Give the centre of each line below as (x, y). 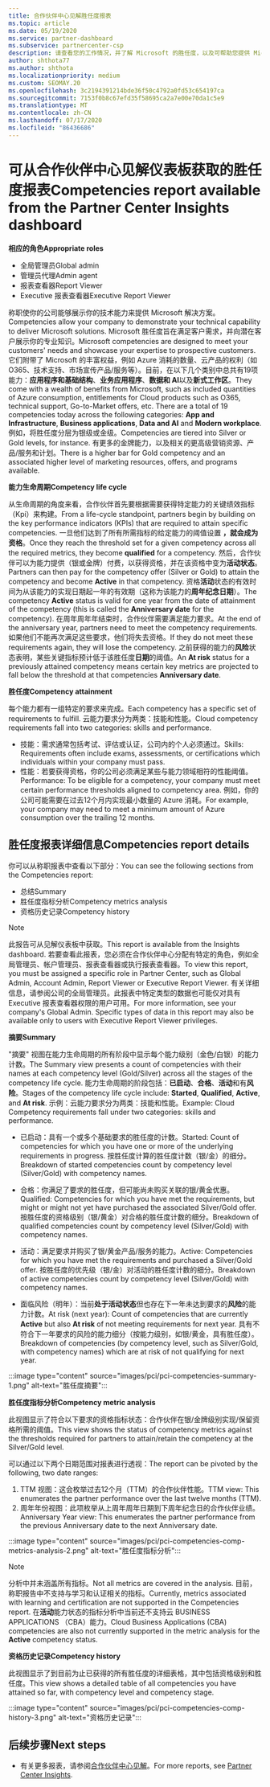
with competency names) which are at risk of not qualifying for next (132, 1351)
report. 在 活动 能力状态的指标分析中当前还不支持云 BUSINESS (109, 1612)
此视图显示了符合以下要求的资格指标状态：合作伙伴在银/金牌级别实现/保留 (131, 1419)
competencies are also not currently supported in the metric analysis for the (134, 1631)
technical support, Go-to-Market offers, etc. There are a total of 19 (118, 406)
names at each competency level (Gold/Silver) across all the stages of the (131, 1073)
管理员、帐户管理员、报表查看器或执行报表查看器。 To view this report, (131, 964)
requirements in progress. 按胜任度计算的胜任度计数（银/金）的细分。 (135, 1155)
